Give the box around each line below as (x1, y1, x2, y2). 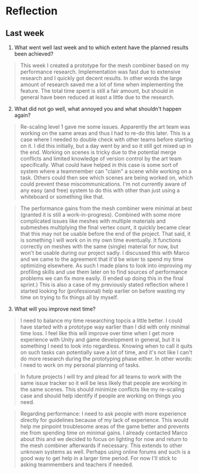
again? (14, 112, 31, 118)
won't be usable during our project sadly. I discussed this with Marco (20, 250, 190, 256)
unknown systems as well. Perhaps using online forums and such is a (20, 448, 191, 455)
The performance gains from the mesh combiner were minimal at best (20, 205, 192, 212)
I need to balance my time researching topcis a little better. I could (20, 317, 182, 324)
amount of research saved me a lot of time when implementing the (20, 81, 184, 88)
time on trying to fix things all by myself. (20, 294, 119, 300)
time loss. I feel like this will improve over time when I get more (20, 330, 174, 336)
